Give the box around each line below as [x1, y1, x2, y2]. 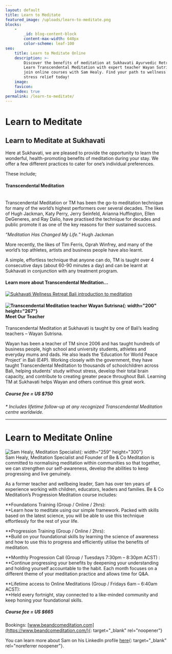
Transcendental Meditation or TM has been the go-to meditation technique [5, 199, 163, 206]
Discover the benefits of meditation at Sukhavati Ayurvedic [24, 60, 157, 65]
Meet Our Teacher [5, 313, 45, 320]
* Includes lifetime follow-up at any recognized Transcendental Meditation [5, 403, 163, 410]
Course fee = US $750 [5, 391, 53, 397]
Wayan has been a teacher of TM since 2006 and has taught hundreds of [5, 340, 160, 346]
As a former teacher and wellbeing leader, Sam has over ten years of [5, 481, 150, 487]
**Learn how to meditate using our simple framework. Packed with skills [5, 507, 159, 513]
